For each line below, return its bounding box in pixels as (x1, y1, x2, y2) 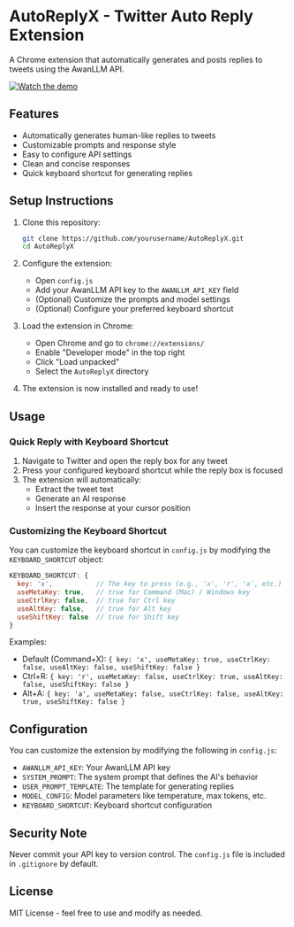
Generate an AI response (34, 493, 126, 504)
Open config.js (34, 275, 94, 286)
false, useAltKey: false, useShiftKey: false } (21, 663, 200, 672)
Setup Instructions (9, 193, 114, 209)
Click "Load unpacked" (34, 357, 120, 367)
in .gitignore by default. (9, 859, 99, 869)
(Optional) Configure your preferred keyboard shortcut (34, 304, 234, 314)
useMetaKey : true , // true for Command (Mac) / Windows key (17, 588, 251, 597)
